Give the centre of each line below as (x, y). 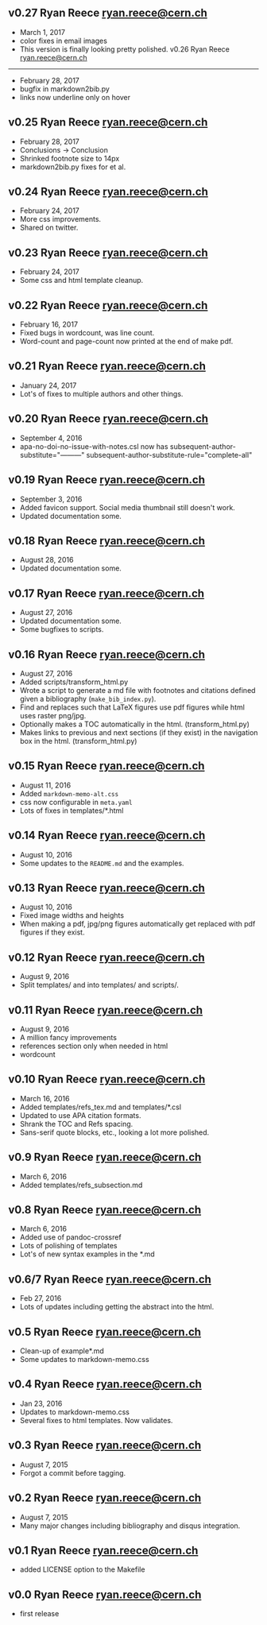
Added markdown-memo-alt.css (69, 793)
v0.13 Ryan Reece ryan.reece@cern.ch (106, 888)
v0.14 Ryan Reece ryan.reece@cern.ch (107, 836)
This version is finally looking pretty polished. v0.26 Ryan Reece (125, 49)
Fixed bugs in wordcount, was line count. (87, 333)
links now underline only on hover (75, 97)
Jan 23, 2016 (41, 1403)
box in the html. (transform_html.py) (78, 741)
